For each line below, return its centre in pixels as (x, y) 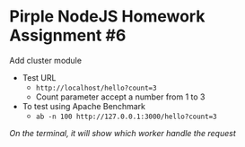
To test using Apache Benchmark (84, 106)
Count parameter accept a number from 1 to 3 (120, 97)
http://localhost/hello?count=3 (96, 88)
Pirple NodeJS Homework (107, 17)
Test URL (39, 77)
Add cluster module (46, 60)
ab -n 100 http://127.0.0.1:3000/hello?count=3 (126, 117)
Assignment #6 (68, 35)
